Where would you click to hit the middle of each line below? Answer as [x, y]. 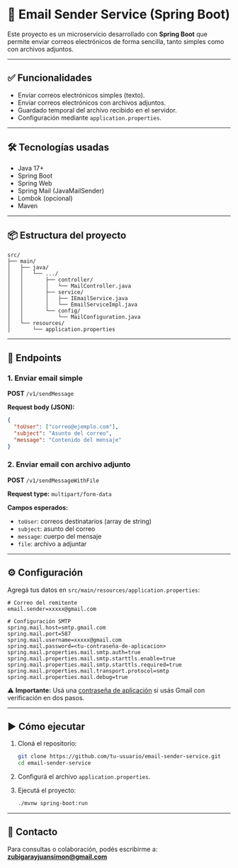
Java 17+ [30, 168]
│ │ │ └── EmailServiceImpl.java [73, 305]
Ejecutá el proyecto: [47, 790]
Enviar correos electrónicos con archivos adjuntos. [92, 103]
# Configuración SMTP [39, 621]
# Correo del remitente [42, 603]
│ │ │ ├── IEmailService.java [68, 299]
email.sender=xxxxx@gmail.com [52, 609]
